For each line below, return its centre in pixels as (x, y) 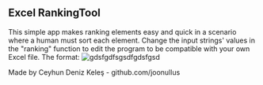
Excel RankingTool (54, 13)
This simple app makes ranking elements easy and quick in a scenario (122, 31)
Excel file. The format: (44, 57)
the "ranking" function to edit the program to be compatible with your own (129, 48)
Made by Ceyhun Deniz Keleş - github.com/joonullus (94, 72)
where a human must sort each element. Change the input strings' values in (132, 40)
